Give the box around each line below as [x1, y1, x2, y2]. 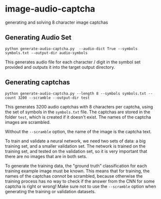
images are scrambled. [5, 119, 51, 125]
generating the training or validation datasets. [5, 188, 96, 194]
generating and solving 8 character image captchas [5, 19, 108, 25]
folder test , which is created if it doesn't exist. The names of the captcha [5, 114, 151, 120]
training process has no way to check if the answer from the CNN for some [5, 178, 155, 184]
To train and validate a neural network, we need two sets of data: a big [5, 138, 146, 144]
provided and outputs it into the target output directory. [5, 64, 115, 70]
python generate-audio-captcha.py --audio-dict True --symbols [5, 46, 138, 51]
